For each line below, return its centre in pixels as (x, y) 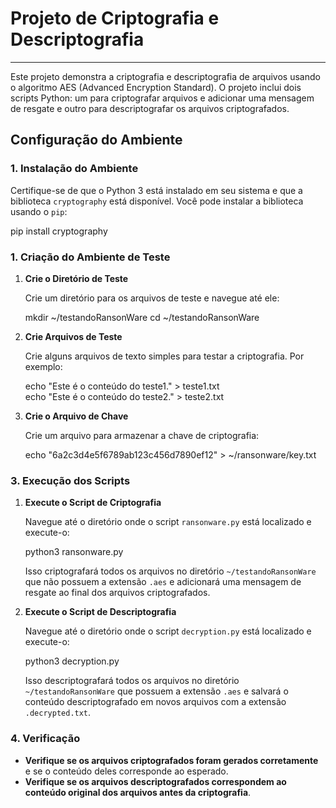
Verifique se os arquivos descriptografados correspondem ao (155, 781)
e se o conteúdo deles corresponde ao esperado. (126, 771)
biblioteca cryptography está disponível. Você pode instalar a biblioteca (157, 201)
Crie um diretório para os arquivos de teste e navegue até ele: (152, 298)
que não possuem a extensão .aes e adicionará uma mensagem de (163, 582)
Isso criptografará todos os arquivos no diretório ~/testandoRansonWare (170, 571)
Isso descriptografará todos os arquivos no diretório (132, 681)
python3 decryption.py (72, 661)
